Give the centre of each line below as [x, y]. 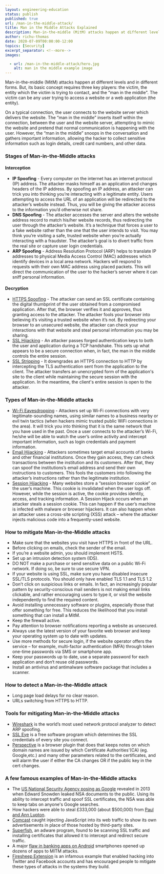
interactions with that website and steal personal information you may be [85, 330]
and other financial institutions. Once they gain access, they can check [83, 457]
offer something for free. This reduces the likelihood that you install [80, 610]
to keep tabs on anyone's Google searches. [56, 804]
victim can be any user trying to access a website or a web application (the [81, 98]
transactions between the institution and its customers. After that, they [83, 462]
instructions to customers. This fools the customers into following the [82, 473]
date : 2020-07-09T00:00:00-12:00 [39, 41]
